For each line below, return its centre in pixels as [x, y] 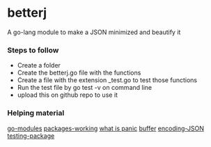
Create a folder [39, 65]
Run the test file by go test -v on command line [84, 88]
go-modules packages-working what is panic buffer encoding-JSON [105, 128]
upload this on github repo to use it [68, 95]
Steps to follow [33, 50]
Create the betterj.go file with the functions [79, 73]
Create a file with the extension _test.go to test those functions [107, 80]
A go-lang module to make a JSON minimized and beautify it [94, 32]
